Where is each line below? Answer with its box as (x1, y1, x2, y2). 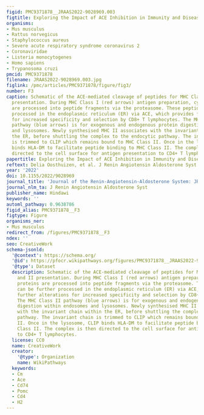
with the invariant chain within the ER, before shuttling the (17, 309, 181, 315)
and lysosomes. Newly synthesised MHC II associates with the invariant (12, 128, 200, 134)
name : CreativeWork (12, 343, 61, 349)
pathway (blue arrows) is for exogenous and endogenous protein (12, 122, 178, 128)
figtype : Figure (6, 212, 47, 219)
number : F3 (6, 88, 34, 94)
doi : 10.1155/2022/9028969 (6, 173, 75, 180)
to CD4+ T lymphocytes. (17, 331, 78, 338)
